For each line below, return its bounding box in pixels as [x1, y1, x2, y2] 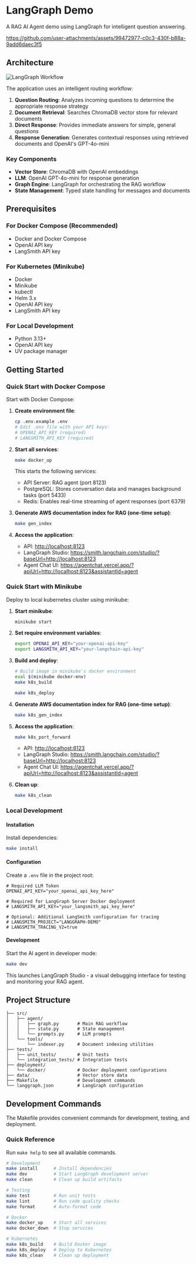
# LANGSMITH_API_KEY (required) [14, 435, 94, 441]
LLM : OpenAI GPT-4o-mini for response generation [14, 174, 139, 181]
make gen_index [14, 521, 52, 527]
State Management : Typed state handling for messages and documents [14, 187, 190, 194]
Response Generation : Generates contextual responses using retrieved [14, 134, 188, 141]
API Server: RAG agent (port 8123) [23, 479, 107, 486]
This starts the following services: [14, 468, 97, 475]
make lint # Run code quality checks [6, 1198, 119, 1204]
